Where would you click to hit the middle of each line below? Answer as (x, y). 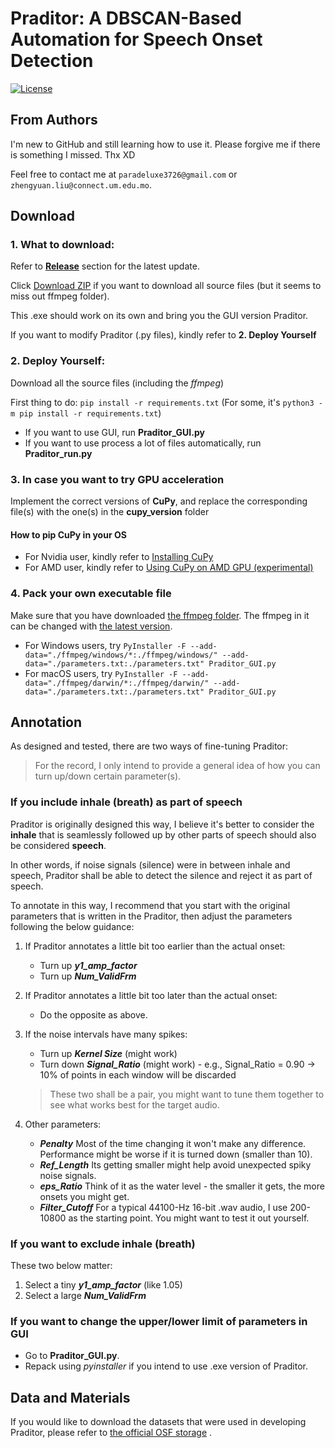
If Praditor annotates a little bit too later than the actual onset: (151, 995)
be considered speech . (58, 845)
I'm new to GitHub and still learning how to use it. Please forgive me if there (165, 144)
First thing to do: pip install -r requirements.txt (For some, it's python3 (162, 402)
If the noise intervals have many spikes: (106, 1034)
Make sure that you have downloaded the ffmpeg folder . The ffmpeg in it (160, 615)
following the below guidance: (72, 926)
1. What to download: (62, 245)
